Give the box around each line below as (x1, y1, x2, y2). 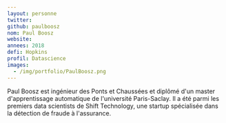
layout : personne (7, 10, 57, 17)
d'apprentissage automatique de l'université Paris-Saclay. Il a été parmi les (7, 94, 219, 102)
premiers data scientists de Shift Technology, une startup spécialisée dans (7, 102, 218, 110)
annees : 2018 (7, 42, 45, 49)
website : (7, 36, 32, 43)
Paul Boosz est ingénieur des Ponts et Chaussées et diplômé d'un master (7, 87, 216, 95)
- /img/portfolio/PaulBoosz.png (13, 68, 107, 75)
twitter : (7, 17, 32, 23)
